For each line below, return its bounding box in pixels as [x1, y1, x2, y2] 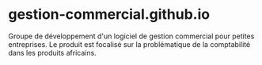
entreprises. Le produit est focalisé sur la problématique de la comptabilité [8, 39, 251, 49]
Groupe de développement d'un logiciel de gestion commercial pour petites [8, 31, 255, 41]
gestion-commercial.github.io [8, 5, 211, 23]
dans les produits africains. [8, 48, 97, 57]
